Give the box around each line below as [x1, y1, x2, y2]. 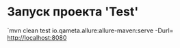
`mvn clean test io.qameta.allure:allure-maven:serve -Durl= [7, 26, 174, 34]
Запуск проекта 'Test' [7, 4, 139, 20]
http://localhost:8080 [7, 33, 67, 41]
